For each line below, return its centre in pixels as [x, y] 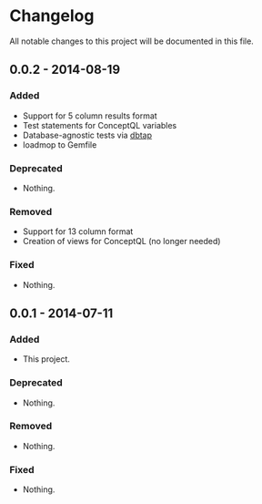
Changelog [52, 16]
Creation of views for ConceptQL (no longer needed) [121, 242]
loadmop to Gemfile [60, 144]
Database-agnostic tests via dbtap [87, 135]
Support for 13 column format [78, 231]
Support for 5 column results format [90, 116]
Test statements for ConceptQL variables [100, 125]
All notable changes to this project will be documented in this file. [132, 41]
